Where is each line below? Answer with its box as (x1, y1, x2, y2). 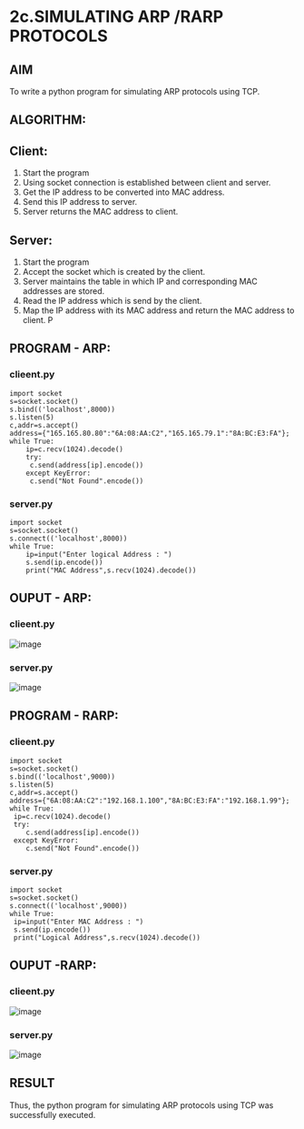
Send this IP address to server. (22, 197, 138, 207)
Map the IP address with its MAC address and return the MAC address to (22, 305, 295, 316)
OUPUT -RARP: (9, 958, 97, 973)
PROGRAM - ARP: (9, 341, 112, 357)
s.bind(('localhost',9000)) (9, 771, 116, 781)
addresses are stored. (22, 286, 105, 297)
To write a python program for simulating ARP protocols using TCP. (9, 86, 260, 96)
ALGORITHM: (9, 112, 86, 128)
